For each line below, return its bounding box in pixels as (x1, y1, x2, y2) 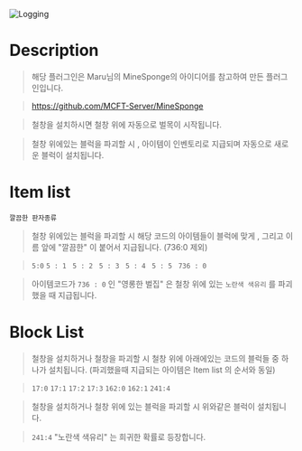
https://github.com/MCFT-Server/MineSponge (31, 100, 204, 111)
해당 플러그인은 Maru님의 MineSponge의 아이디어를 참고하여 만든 (31, 70, 264, 81)
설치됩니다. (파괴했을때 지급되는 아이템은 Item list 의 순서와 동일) (48, 364, 276, 375)
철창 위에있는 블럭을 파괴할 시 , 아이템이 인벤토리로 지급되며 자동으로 (31, 138, 272, 149)
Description (9, 41, 99, 61)
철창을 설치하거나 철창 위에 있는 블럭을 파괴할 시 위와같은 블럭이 (31, 400, 255, 411)
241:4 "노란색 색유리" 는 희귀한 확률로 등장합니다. (31, 431, 206, 442)
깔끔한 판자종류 (9, 213, 57, 222)
